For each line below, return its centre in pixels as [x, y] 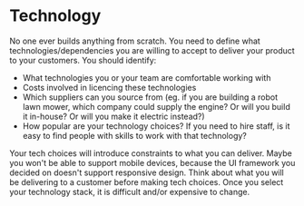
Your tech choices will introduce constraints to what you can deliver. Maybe [151, 153]
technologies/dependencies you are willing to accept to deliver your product [152, 50]
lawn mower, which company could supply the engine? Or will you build [156, 106]
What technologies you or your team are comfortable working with [147, 77]
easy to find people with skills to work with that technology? [134, 135]
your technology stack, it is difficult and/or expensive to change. [130, 191]
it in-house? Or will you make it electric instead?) [114, 116]
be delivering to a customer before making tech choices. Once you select [147, 181]
